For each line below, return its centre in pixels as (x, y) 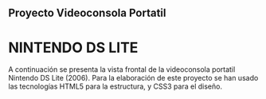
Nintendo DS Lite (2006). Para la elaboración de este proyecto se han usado (133, 78)
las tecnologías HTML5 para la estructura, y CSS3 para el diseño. (115, 86)
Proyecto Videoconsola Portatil (87, 13)
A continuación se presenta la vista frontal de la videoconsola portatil (122, 69)
